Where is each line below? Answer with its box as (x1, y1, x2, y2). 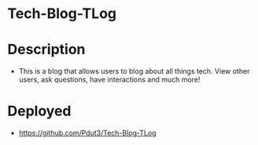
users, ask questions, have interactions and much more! (18, 75, 201, 85)
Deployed (7, 103, 72, 120)
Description (7, 41, 86, 59)
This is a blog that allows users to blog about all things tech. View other (18, 67, 250, 76)
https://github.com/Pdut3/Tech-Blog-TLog (18, 129, 157, 138)
